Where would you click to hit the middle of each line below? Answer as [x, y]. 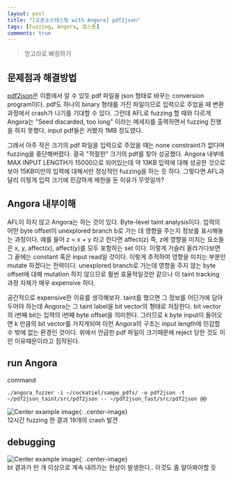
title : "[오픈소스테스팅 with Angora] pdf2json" [74, 20]
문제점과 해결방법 [42, 77]
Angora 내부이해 [42, 204]
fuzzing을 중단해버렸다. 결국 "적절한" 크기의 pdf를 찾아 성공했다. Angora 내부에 [116, 154]
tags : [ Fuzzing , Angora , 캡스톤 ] [53, 26]
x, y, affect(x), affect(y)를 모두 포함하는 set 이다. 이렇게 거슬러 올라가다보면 [117, 248]
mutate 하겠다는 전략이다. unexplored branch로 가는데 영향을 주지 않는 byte [112, 265]
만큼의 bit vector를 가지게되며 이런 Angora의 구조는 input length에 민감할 [120, 323]
